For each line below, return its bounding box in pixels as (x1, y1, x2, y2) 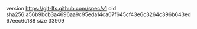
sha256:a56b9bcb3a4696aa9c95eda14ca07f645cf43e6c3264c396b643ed (6, 11, 191, 18)
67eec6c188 (6, 17, 36, 24)
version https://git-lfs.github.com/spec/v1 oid (6, 5, 117, 12)
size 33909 (37, 17, 65, 24)
